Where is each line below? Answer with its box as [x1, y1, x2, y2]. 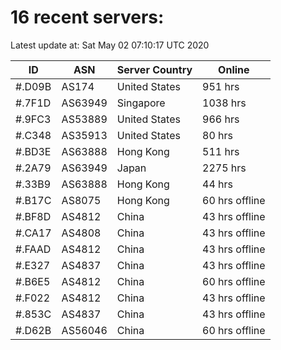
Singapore [116, 96, 166, 110]
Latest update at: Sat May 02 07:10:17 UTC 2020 [10, 39, 210, 51]
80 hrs [202, 128, 234, 142]
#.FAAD [15, 242, 52, 256]
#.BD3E [15, 144, 52, 158]
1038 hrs [202, 96, 247, 110]
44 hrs [202, 177, 234, 191]
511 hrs [202, 144, 240, 158]
